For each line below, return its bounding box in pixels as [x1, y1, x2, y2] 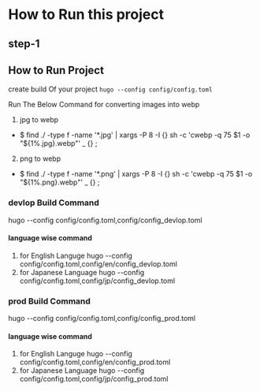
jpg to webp [19, 115, 59, 125]
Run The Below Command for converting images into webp [8, 100, 200, 110]
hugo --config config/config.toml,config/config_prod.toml [8, 314, 196, 323]
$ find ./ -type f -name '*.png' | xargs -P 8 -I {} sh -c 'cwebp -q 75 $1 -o [19, 169, 253, 179]
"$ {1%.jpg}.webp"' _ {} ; [19, 139, 98, 148]
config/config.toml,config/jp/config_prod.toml [19, 374, 169, 384]
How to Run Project [8, 63, 105, 76]
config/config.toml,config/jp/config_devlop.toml [19, 276, 176, 285]
